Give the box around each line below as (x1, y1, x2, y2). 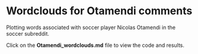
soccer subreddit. (6, 30, 49, 37)
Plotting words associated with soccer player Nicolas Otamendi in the (6, 24, 176, 31)
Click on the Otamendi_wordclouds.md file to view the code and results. (6, 42, 185, 49)
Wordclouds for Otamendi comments (6, 4, 193, 18)
